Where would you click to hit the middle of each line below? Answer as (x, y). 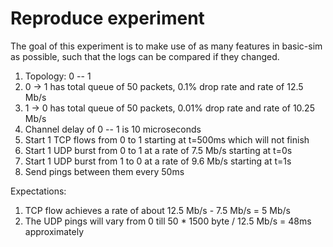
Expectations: (38, 191)
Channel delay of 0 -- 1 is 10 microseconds (113, 129)
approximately (54, 231)
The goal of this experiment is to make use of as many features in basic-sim (166, 46)
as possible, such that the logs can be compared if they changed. (145, 56)
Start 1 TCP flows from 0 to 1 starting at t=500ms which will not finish (167, 139)
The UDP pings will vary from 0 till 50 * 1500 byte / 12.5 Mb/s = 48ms (168, 221)
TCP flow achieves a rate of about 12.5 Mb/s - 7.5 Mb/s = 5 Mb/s (157, 210)
